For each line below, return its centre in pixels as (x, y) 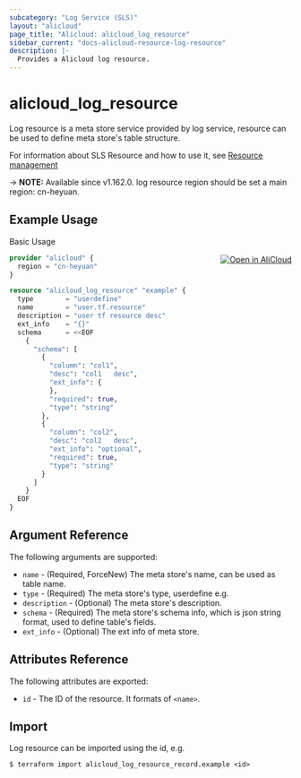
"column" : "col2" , (83, 432)
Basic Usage (33, 241)
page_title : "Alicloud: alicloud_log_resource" (100, 34)
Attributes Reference (69, 660)
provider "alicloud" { (52, 258)
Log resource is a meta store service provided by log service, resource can (148, 128)
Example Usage (54, 220)
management (34, 164)
